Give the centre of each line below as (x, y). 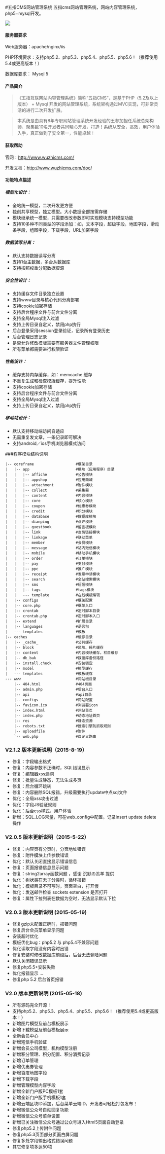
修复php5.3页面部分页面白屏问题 (45, 1135)
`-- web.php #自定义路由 (55, 737)
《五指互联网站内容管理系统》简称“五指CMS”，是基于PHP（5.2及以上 (88, 98)
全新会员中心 (25, 1036)
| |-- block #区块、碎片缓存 (54, 648)
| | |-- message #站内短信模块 (52, 548)
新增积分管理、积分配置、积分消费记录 (51, 1054)
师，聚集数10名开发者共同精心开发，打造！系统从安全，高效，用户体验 (88, 127)
